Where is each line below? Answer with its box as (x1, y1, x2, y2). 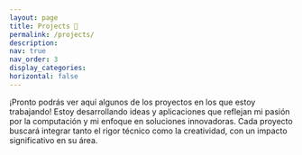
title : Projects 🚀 (9, 22, 78, 31)
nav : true (9, 47, 47, 56)
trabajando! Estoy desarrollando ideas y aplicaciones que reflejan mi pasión (9, 105, 290, 117)
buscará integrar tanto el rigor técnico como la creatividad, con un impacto (9, 125, 288, 136)
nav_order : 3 (9, 55, 59, 64)
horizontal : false (9, 72, 78, 81)
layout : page (9, 13, 59, 23)
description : (9, 38, 59, 48)
